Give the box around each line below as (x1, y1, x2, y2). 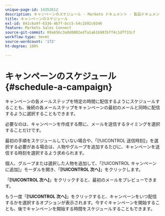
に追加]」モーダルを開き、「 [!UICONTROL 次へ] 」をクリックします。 (5, 166, 143, 172)
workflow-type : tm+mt (5, 35, 50, 40)
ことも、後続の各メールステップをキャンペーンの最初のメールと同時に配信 (9, 104, 160, 110)
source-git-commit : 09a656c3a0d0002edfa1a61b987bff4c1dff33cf (5, 30, 135, 35)
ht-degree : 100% (5, 44, 38, 49)
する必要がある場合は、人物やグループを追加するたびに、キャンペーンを (9, 143, 156, 150)
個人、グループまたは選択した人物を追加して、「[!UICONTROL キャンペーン (5, 160, 157, 166)
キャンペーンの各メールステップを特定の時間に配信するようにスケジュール (5, 98, 156, 104)
